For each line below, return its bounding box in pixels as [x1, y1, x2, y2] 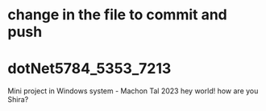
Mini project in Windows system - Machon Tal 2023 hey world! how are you [7, 86, 259, 96]
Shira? [7, 95, 29, 105]
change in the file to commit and [7, 6, 227, 24]
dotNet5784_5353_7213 [7, 60, 172, 78]
